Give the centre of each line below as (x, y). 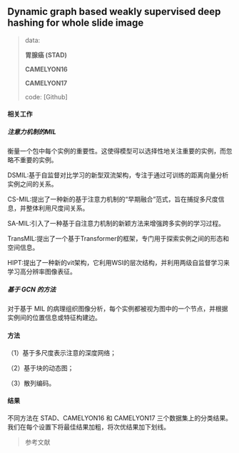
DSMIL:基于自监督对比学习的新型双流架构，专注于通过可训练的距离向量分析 (118, 175)
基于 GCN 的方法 (32, 289)
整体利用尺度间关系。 (57, 208)
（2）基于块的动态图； (41, 368)
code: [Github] (46, 96)
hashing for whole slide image (76, 23)
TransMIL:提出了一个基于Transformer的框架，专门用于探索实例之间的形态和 (118, 239)
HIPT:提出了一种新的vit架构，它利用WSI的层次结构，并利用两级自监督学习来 (118, 263)
